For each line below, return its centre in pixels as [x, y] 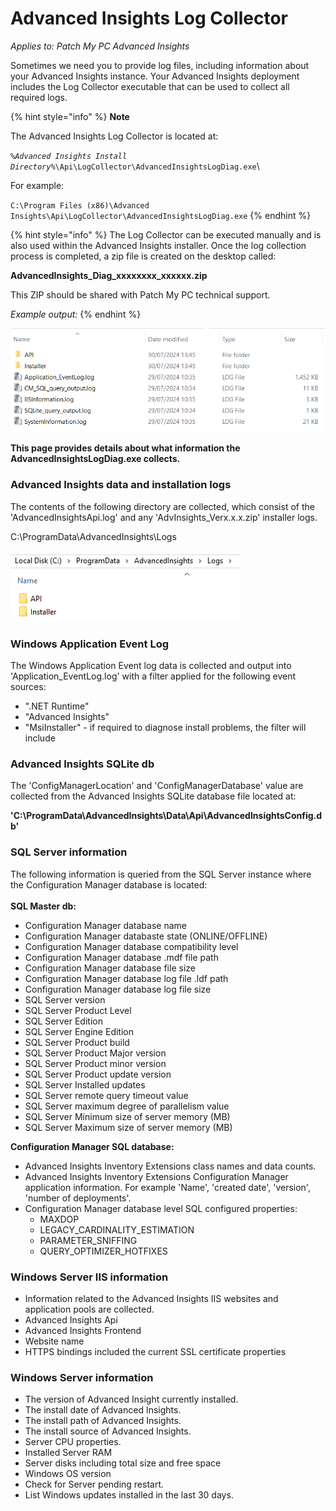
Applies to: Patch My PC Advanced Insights [100, 46]
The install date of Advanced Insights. [103, 1410]
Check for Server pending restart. [94, 1484]
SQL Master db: [43, 906]
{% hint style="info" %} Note [70, 116]
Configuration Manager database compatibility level [131, 946]
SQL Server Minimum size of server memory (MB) [127, 1116]
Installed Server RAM [68, 1453]
